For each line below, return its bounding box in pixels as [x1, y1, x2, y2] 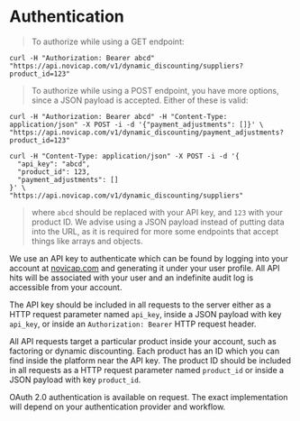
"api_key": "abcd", [17, 160, 91, 169]
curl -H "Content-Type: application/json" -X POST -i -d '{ [9, 151, 241, 160]
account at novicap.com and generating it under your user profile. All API [9, 262, 281, 273]
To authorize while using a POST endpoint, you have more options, [31, 85, 279, 96]
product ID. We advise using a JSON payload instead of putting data [31, 216, 286, 227]
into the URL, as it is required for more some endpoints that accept [31, 225, 279, 236]
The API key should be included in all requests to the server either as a [9, 299, 272, 310]
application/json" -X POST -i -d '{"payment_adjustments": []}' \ [9, 120, 264, 129]
